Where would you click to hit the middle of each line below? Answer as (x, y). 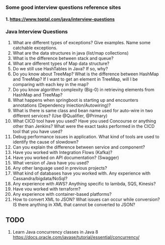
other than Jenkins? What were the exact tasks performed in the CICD (83, 126)
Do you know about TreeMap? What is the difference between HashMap (86, 74)
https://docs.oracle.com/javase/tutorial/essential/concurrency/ (76, 237)
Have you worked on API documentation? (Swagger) (66, 157)
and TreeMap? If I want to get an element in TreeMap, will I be (75, 79)
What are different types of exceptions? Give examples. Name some (82, 42)
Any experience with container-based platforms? (62, 194)
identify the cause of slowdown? (46, 142)
